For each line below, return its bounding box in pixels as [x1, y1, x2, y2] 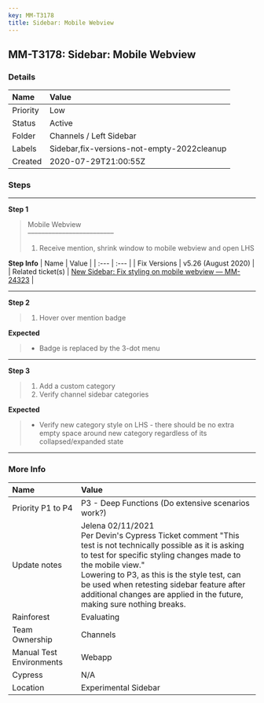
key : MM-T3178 [8, 11, 55, 20]
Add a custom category [38, 382, 115, 391]
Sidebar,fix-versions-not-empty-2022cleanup [49, 143, 227, 154]
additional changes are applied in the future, [81, 588, 244, 599]
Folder [12, 130, 36, 141]
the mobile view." [81, 559, 145, 570]
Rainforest [12, 611, 50, 622]
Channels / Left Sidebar [49, 130, 137, 141]
